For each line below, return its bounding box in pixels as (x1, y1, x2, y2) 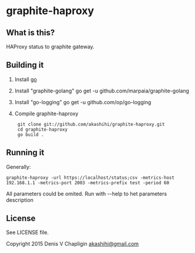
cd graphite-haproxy (17, 126, 68, 132)
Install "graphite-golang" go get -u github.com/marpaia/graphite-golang (14, 87, 190, 94)
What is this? (6, 28, 55, 38)
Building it (6, 60, 44, 70)
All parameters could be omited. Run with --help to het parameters (6, 190, 167, 197)
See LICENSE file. (6, 229, 49, 236)
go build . (17, 131, 44, 138)
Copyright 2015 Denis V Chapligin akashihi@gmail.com (6, 240, 139, 248)
